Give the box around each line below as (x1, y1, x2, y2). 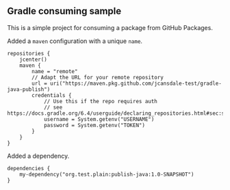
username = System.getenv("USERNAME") (43, 116, 155, 122)
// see (43, 104, 63, 111)
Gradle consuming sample (7, 5, 122, 17)
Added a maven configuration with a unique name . (7, 37, 142, 45)
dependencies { (7, 165, 51, 172)
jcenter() (19, 56, 48, 63)
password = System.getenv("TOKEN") (43, 122, 146, 128)
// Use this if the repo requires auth (43, 98, 157, 105)
